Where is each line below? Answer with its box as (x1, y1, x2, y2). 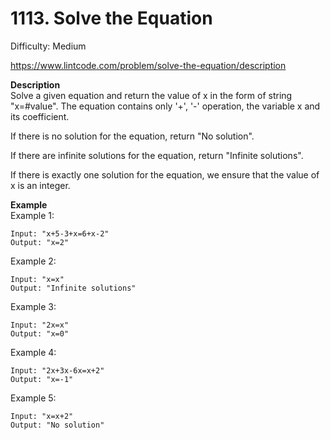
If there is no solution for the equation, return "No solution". (10, 130, 255, 142)
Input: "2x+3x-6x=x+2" (10, 365, 105, 376)
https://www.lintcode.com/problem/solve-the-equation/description (10, 59, 287, 71)
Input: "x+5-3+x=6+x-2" (10, 228, 110, 239)
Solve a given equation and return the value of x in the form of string (10, 89, 293, 101)
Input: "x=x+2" (10, 411, 74, 421)
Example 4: (10, 346, 57, 358)
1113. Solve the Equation (10, 7, 213, 30)
